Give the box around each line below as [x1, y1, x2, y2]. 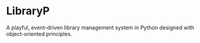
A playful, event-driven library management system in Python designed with [6, 24, 195, 31]
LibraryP [6, 4, 50, 18]
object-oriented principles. [6, 30, 72, 37]
